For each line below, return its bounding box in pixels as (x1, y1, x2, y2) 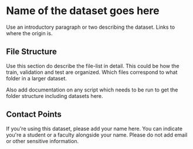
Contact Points (6, 110, 62, 120)
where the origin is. (6, 29, 53, 36)
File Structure (6, 47, 57, 57)
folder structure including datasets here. (6, 92, 104, 99)
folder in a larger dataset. (6, 74, 67, 82)
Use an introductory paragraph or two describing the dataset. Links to (6, 23, 175, 31)
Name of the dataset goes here (6, 4, 160, 18)
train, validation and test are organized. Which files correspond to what (6, 69, 178, 76)
